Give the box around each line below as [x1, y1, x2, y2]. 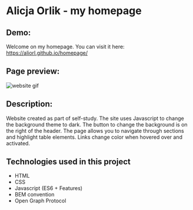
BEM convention [14, 191, 55, 198]
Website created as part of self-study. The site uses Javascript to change [6, 115, 184, 122]
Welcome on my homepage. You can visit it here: [6, 43, 125, 50]
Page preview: [6, 66, 60, 76]
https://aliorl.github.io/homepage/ [6, 49, 88, 56]
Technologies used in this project [6, 157, 131, 167]
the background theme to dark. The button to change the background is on [6, 121, 188, 128]
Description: [6, 99, 53, 109]
